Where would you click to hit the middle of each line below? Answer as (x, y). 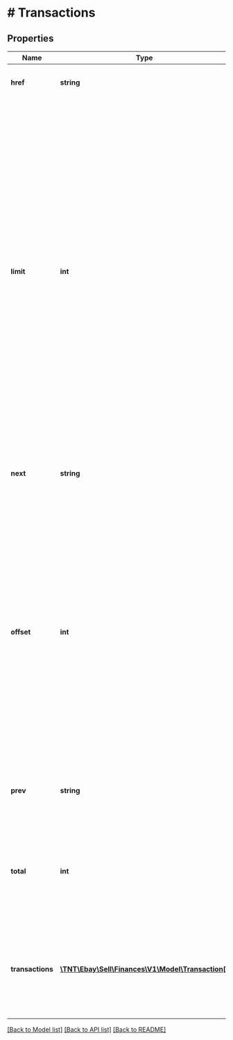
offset (21, 632)
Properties (31, 38)
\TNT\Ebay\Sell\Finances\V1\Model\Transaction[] (144, 969)
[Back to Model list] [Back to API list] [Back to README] (87, 1030)
